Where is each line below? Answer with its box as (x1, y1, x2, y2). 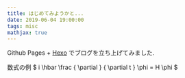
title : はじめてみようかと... (7, 10, 84, 17)
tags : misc (7, 23, 38, 29)
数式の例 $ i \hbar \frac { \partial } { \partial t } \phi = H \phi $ (7, 63, 178, 72)
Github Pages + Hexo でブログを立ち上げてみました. (7, 49, 155, 57)
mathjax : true (7, 29, 48, 36)
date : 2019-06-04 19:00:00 (7, 16, 84, 23)
